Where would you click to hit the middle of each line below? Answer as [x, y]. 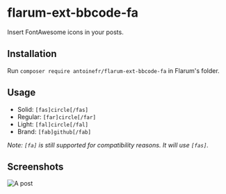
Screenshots [35, 167]
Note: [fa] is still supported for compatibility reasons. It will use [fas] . [108, 145]
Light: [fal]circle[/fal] [53, 124]
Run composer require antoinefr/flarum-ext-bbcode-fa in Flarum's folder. [114, 70]
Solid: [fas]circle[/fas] [53, 109]
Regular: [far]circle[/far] [56, 117]
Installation [32, 54]
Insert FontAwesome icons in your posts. [65, 32]
